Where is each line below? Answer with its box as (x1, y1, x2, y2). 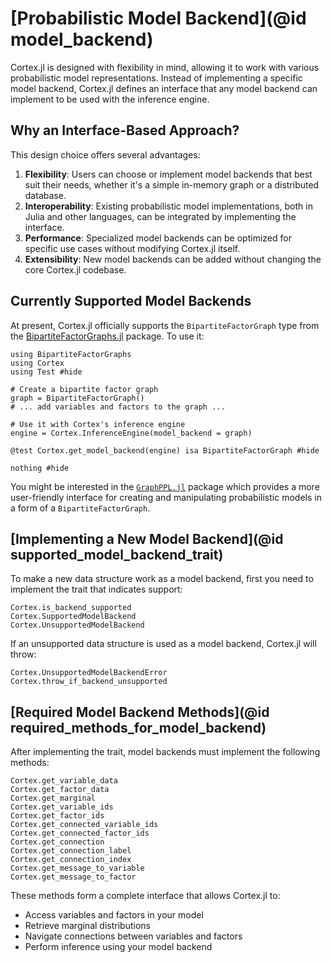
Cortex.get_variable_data (10, 776, 118, 786)
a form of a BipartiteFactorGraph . (10, 502, 151, 514)
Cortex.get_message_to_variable (10, 863, 145, 874)
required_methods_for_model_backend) (10, 719, 267, 736)
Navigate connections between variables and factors (24, 930, 243, 942)
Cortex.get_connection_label (10, 846, 132, 856)
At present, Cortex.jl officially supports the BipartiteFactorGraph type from (10, 319, 320, 331)
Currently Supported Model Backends (10, 293, 252, 310)
